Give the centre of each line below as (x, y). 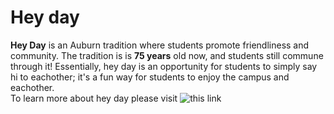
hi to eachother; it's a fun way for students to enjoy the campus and (150, 77)
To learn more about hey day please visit (94, 98)
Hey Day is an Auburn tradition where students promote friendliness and (160, 45)
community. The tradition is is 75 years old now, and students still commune (167, 55)
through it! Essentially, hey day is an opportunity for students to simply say (164, 66)
